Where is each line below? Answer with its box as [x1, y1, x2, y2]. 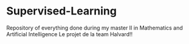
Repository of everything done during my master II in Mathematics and [6, 24, 184, 31]
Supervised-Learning [6, 4, 117, 18]
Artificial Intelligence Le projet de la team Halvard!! [6, 30, 133, 37]
